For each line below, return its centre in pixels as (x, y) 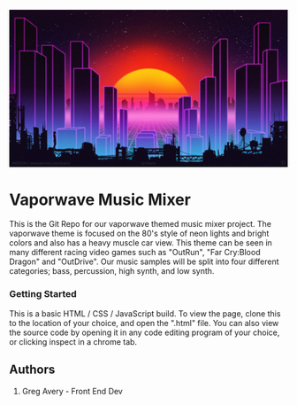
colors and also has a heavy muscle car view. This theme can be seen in (141, 243)
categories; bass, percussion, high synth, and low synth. (112, 271)
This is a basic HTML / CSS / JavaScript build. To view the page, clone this (145, 313)
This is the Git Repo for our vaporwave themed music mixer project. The (141, 224)
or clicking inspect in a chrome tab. (73, 341)
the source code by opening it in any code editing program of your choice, (145, 332)
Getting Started (43, 294)
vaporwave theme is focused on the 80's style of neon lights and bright (139, 234)
